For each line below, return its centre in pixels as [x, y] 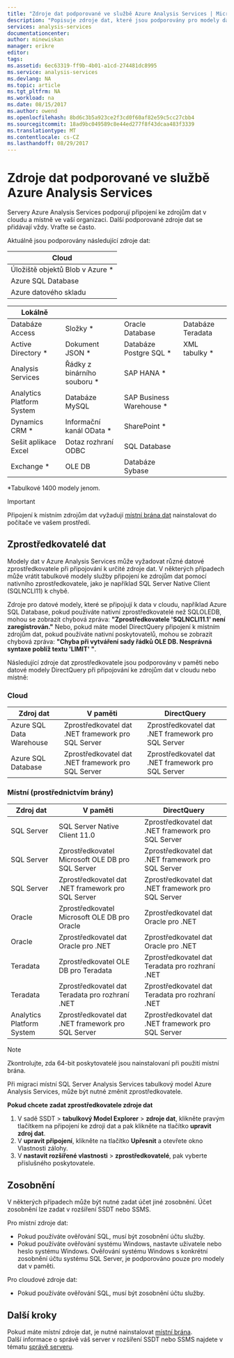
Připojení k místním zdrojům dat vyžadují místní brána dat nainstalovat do [112, 515]
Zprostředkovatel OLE [94, 962]
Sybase [136, 471]
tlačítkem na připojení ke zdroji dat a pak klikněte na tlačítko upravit [114, 1126]
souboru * [82, 382]
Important [21, 502]
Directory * [29, 353]
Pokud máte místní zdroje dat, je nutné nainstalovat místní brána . [100, 1332]
